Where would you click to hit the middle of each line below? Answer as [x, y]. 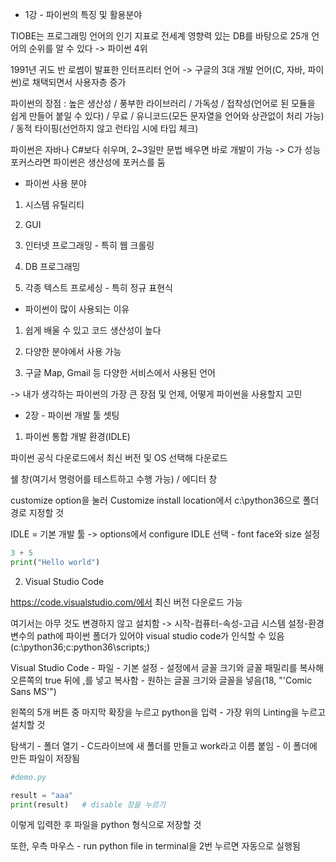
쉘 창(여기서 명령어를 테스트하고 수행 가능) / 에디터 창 [114, 479]
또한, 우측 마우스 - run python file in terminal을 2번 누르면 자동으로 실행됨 [155, 846]
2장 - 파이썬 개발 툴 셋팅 [72, 415]
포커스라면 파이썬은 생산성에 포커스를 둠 [88, 162]
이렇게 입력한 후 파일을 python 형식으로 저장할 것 [106, 825]
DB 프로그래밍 [52, 266]
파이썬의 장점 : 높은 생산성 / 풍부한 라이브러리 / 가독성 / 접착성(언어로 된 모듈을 [163, 103]
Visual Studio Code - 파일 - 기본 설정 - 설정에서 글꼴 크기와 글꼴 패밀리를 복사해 [167, 667]
